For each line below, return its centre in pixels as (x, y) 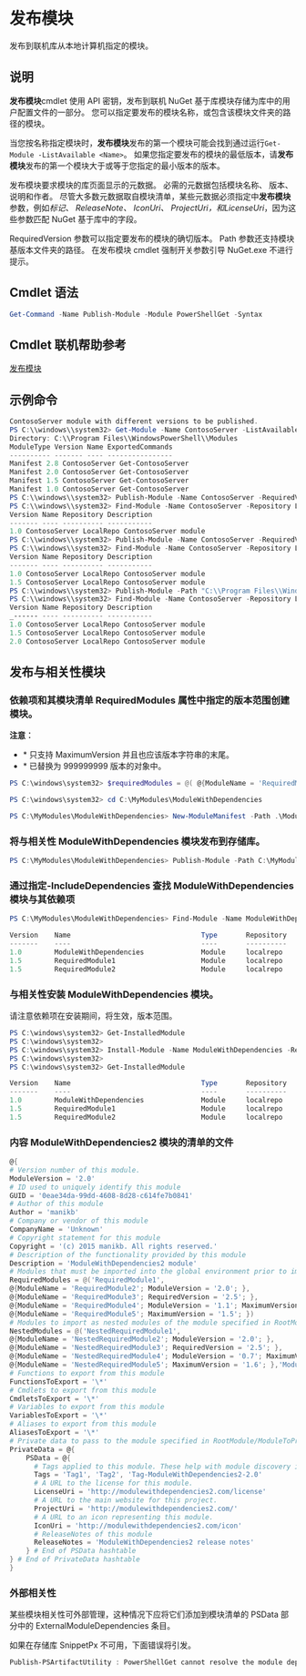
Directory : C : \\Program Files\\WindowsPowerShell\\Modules (124, 438)
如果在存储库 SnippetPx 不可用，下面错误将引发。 (102, 1645)
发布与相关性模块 (57, 672)
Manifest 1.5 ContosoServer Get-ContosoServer (99, 481)
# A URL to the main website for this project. (126, 1500)
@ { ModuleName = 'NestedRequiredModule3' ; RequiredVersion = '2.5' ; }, (146, 1348)
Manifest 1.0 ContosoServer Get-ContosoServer (99, 489)
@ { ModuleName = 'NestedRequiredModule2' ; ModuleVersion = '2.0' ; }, (142, 1339)
